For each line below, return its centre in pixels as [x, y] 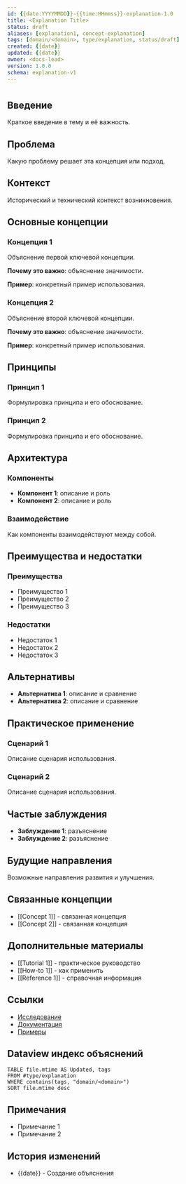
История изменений [54, 1156]
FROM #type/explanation [42, 1076]
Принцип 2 [27, 420]
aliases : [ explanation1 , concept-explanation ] [76, 33]
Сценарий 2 [29, 777]
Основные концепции [58, 222]
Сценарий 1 [28, 743]
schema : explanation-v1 [42, 72]
